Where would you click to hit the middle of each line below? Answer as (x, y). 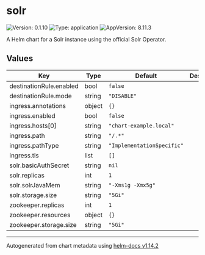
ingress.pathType (34, 145)
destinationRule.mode (41, 96)
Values (20, 59)
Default (146, 76)
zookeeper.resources (40, 215)
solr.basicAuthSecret (39, 165)
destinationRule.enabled (44, 86)
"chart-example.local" (142, 125)
